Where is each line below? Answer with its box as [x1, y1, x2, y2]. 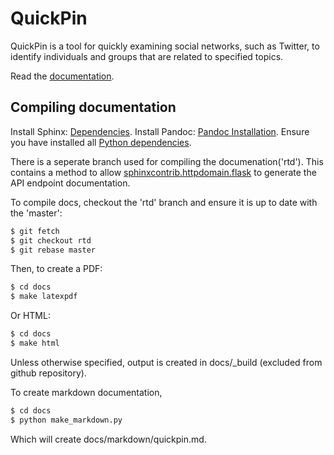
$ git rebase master [10, 245, 97, 255]
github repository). [10, 367, 87, 379]
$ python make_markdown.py [10, 415, 123, 425]
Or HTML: [10, 310, 51, 322]
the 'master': [10, 207, 63, 219]
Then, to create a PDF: [10, 263, 103, 275]
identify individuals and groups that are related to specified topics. [10, 50, 284, 62]
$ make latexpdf [10, 292, 78, 302]
